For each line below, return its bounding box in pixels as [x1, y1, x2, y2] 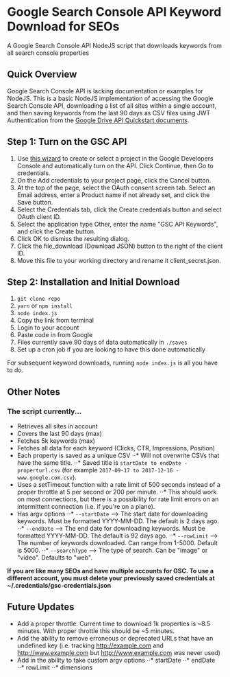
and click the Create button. [16, 227, 96, 236]
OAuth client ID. [16, 212, 62, 220]
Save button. [16, 198, 53, 206]
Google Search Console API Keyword [7, 4, 222, 20]
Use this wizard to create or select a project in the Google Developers [16, 154, 214, 162]
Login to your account [16, 323, 79, 332]
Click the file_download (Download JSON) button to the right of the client [16, 242, 223, 250]
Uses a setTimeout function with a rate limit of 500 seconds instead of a [16, 481, 221, 489]
